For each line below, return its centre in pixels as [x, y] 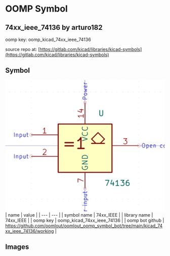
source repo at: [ [23, 49]
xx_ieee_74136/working [30, 231]
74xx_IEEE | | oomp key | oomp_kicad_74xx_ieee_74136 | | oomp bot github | [85, 220]
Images [17, 247]
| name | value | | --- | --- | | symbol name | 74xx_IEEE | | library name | [79, 215]
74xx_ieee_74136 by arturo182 [54, 28]
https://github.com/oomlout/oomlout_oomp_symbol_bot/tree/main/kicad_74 [84, 226]
